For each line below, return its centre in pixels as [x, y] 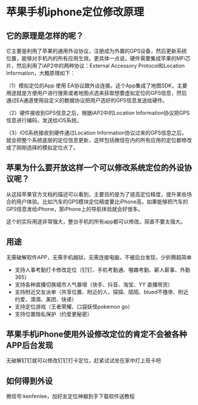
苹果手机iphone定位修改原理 [75, 12]
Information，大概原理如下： [41, 73]
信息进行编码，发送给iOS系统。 [44, 120]
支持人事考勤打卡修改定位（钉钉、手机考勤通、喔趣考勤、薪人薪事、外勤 [102, 269]
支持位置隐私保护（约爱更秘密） [53, 314]
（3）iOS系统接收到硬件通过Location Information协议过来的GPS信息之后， [97, 133]
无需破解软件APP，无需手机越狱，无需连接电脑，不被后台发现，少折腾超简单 [99, 257]
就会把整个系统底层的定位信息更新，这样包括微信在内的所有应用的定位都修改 [99, 140]
